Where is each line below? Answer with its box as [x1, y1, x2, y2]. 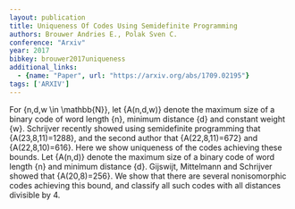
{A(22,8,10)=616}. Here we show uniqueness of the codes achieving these [9, 142, 282, 153]
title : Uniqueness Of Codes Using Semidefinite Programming [9, 21, 239, 30]
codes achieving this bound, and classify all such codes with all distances [9, 180, 282, 190]
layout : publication [9, 13, 87, 22]
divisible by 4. [9, 189, 61, 200]
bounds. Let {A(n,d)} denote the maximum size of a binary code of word [9, 151, 275, 162]
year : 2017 [9, 46, 50, 55]
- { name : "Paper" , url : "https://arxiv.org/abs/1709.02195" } [17, 71, 250, 80]
